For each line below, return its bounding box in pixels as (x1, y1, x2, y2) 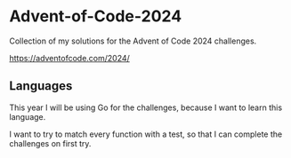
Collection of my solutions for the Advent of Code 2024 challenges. (9, 36, 257, 46)
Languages (9, 78, 73, 94)
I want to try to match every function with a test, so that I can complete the (9, 129, 283, 139)
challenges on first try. (9, 138, 92, 148)
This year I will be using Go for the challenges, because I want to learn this (9, 102, 283, 113)
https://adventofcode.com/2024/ (9, 52, 131, 63)
